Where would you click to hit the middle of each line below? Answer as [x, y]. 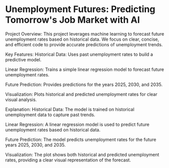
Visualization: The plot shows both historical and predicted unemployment [82, 154]
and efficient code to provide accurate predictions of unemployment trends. [84, 44]
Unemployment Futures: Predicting [80, 9]
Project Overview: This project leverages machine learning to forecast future [85, 34]
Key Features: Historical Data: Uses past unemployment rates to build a [79, 54]
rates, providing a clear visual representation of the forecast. [68, 160]
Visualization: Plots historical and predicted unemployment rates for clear [81, 94]
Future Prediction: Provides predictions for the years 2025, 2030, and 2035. [84, 85]
